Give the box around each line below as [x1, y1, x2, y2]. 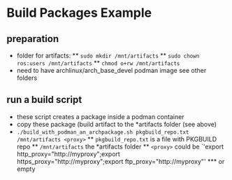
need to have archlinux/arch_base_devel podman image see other [16, 67, 207, 74]
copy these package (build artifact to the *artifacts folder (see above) [16, 120, 217, 128]
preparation [6, 33, 59, 45]
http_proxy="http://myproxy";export [16, 149, 120, 158]
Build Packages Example [6, 5, 152, 21]
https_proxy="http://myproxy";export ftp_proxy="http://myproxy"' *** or [16, 157, 225, 165]
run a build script [6, 94, 82, 106]
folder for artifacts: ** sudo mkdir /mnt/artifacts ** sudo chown [16, 51, 200, 60]
